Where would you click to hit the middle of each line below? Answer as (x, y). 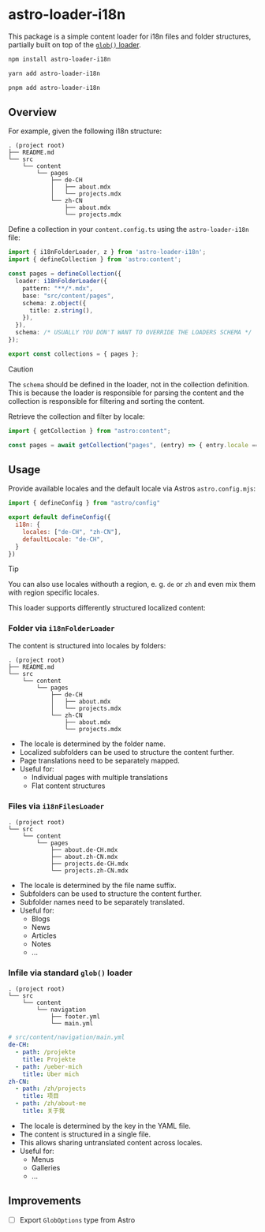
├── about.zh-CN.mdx (84, 857)
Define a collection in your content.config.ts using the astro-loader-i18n (129, 230)
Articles (44, 935)
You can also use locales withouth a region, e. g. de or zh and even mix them (132, 584)
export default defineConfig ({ (60, 517)
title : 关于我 (44, 1111)
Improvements (45, 1201)
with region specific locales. (54, 592)
